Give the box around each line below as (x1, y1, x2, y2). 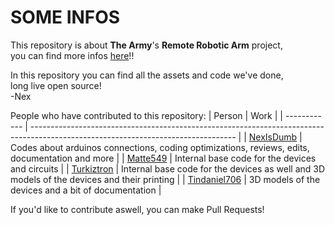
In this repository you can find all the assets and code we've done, (10, 69, 284, 81)
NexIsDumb (248, 131, 298, 143)
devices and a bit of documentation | (10, 184, 162, 196)
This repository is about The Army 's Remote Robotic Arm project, (10, 39, 283, 51)
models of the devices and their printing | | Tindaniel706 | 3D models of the (10, 173, 321, 185)
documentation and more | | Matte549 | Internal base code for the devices (10, 152, 317, 164)
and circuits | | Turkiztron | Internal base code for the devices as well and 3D (10, 162, 326, 175)
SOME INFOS (10, 6, 121, 29)
